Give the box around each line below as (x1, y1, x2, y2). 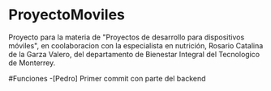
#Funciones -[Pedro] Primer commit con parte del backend (8, 73, 206, 83)
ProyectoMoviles (8, 6, 126, 24)
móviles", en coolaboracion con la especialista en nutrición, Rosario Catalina (8, 40, 264, 50)
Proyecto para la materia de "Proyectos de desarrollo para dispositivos (8, 32, 245, 42)
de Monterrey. (8, 58, 56, 68)
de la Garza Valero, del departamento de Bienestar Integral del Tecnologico (8, 49, 260, 59)
